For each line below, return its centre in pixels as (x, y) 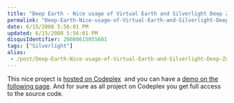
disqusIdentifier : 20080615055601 (57, 40)
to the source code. (36, 93)
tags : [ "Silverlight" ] (40, 46)
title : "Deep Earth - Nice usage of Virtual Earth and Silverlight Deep (115, 14)
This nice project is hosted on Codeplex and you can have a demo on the (113, 79)
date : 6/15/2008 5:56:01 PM (48, 26)
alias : (17, 53)
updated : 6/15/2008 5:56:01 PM (53, 33)
